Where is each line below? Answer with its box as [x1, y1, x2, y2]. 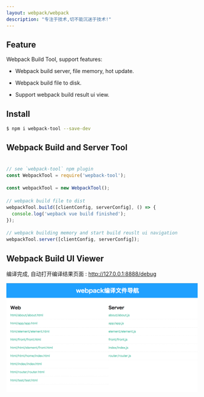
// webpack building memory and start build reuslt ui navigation [6, 230, 178, 236]
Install [6, 108, 30, 119]
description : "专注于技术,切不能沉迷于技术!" [6, 16, 112, 23]
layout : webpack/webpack [6, 10, 69, 16]
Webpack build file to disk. [15, 79, 82, 86]
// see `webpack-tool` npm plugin [6, 166, 94, 172]
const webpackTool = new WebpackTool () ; [6, 185, 110, 191]
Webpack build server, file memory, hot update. [15, 68, 135, 75]
